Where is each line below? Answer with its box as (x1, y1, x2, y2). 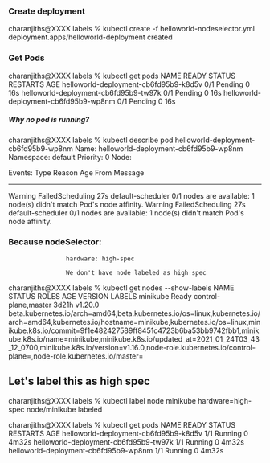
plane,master (8, 300, 52, 309)
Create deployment (8, 6, 86, 17)
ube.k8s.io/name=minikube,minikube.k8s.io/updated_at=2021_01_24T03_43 (8, 334, 260, 343)
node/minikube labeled (27, 404, 103, 414)
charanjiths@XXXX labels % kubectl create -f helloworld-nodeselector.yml (8, 24, 256, 34)
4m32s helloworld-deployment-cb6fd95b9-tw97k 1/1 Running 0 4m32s (8, 436, 245, 447)
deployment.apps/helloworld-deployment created (8, 32, 173, 42)
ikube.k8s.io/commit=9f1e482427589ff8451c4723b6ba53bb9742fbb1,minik (8, 326, 260, 335)
